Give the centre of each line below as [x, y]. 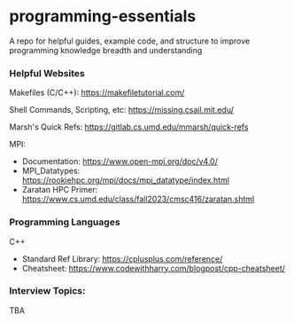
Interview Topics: [47, 291]
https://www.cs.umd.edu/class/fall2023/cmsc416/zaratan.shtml [138, 199]
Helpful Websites [47, 73]
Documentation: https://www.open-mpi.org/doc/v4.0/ [120, 161]
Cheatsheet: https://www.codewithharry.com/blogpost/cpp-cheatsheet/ [154, 268]
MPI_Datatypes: [51, 171]
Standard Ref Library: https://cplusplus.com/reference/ [122, 258]
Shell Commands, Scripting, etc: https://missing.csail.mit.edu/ [122, 110]
